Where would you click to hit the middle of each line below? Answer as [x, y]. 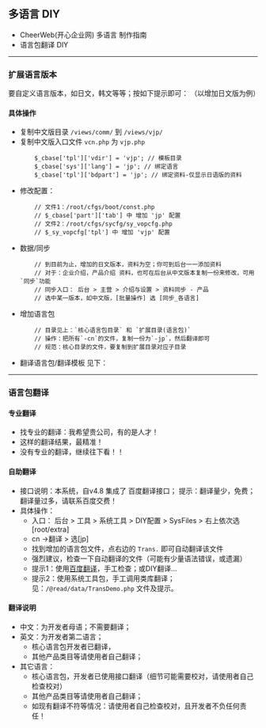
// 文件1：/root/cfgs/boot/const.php [95, 207]
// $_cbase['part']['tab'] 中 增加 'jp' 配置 [108, 216]
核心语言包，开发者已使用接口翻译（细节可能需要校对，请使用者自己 [142, 676]
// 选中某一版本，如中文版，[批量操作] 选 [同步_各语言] [117, 298]
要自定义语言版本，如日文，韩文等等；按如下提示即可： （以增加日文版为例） [134, 93]
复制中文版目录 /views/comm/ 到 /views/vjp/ [91, 132]
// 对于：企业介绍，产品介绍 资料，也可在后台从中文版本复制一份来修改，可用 [144, 273]
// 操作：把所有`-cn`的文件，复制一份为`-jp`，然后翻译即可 [122, 339]
